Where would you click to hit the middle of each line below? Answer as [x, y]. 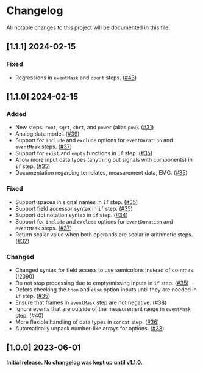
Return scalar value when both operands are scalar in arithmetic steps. [104, 234]
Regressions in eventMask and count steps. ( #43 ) [76, 78]
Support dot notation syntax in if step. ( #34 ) [71, 215]
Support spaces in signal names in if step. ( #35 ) [77, 202]
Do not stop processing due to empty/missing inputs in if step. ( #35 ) [102, 283]
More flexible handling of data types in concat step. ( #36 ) [87, 322]
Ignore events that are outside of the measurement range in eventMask [103, 308]
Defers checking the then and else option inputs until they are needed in [106, 289]
